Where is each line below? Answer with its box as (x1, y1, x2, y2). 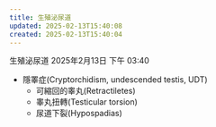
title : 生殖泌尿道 (9, 13, 72, 22)
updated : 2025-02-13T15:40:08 (9, 21, 123, 30)
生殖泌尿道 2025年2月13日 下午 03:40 (9, 55, 150, 66)
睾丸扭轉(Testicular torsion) (35, 97, 138, 107)
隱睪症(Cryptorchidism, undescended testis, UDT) (22, 74, 209, 85)
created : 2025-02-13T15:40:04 (9, 30, 123, 38)
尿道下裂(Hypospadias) (35, 108, 123, 119)
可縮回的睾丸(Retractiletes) (35, 86, 137, 97)
